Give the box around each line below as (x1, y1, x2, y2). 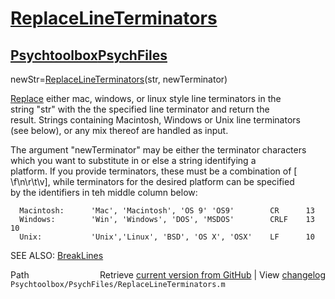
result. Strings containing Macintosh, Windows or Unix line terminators (10, 114, 301, 126)
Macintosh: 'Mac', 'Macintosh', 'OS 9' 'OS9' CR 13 (19, 206, 315, 216)
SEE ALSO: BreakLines (10, 250, 104, 261)
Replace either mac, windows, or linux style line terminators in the (10, 93, 282, 104)
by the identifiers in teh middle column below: (10, 187, 198, 198)
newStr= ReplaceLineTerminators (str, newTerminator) (10, 73, 228, 85)
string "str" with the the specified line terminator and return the (10, 103, 270, 115)
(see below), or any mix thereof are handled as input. (10, 125, 229, 136)
